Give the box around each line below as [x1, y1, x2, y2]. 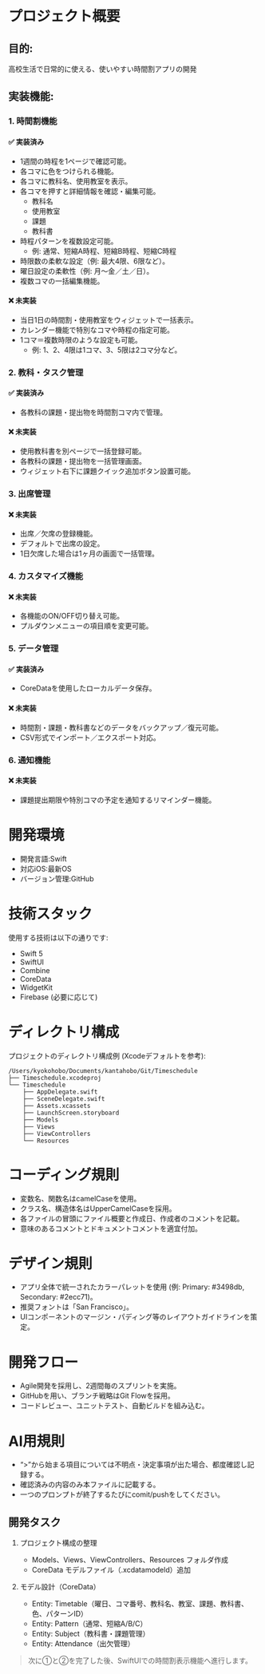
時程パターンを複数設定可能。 [19, 236, 118, 246]
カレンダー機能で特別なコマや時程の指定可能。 [19, 325, 174, 334]
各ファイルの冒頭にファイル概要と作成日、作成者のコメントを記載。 [19, 1213, 244, 1223]
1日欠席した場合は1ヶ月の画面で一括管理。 [19, 548, 160, 559]
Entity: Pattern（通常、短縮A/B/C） [31, 1619, 148, 1628]
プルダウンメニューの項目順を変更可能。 [19, 621, 153, 631]
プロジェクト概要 [8, 7, 121, 26]
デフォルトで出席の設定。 [19, 539, 105, 548]
